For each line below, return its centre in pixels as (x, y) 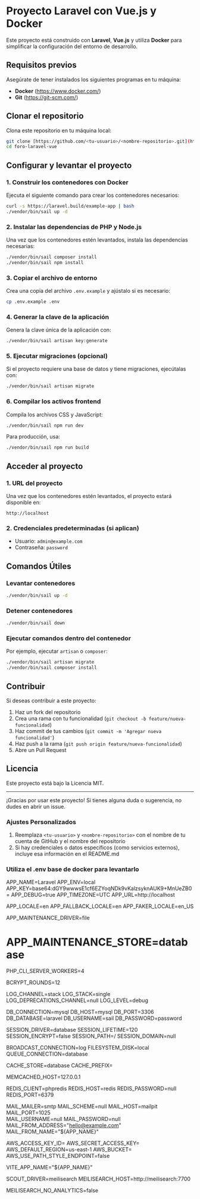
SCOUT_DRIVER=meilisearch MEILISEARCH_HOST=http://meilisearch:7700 (99, 1179)
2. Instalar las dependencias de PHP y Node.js (74, 227)
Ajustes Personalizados (41, 822)
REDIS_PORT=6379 (30, 1095)
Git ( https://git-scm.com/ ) (46, 97)
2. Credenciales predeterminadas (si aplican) (73, 528)
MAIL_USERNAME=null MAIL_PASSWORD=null (63, 1119)
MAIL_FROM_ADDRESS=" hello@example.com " (64, 1125)
